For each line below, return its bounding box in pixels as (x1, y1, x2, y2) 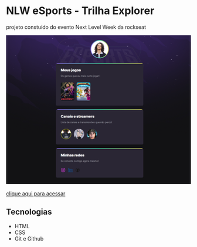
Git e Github (14, 235, 44, 242)
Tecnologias (6, 207, 52, 217)
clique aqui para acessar (6, 190, 66, 197)
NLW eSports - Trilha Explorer (6, 4, 155, 18)
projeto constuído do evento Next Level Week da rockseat (6, 23, 147, 31)
